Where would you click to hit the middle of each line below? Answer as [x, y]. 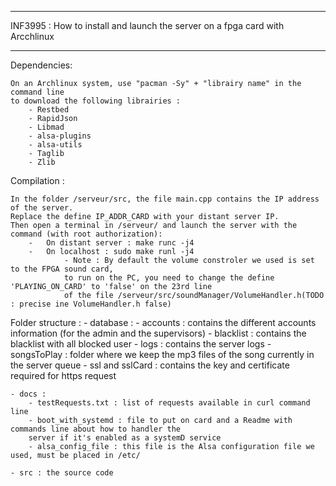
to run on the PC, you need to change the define [169, 278]
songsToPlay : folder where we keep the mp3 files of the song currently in [162, 354]
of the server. [42, 208]
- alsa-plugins [60, 136]
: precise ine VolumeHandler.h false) [91, 304]
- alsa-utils [55, 145]
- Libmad [46, 127]
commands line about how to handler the [96, 429]
